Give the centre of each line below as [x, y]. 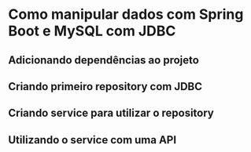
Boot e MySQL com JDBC [92, 31]
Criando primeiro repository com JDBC [105, 87]
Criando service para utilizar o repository [111, 113]
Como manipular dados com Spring [126, 14]
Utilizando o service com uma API [92, 140]
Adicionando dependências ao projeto [103, 60]
